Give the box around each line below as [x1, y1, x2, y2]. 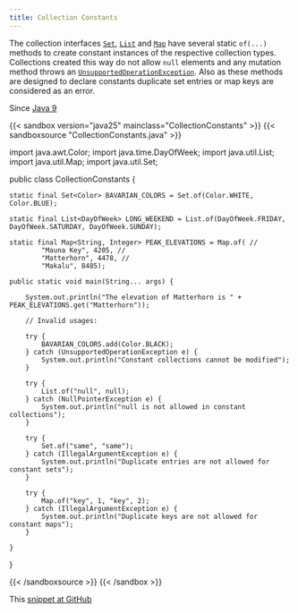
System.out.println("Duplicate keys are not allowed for [41, 512, 258, 521]
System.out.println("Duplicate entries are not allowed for [41, 457, 270, 466]
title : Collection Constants [9, 13, 118, 22]
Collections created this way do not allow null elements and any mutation [9, 56, 282, 67]
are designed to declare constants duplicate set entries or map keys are [9, 75, 275, 86]
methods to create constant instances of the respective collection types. [9, 47, 277, 58]
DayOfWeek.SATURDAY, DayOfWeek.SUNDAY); [9, 222, 163, 231]
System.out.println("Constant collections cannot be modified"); [41, 355, 291, 364]
